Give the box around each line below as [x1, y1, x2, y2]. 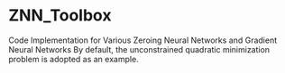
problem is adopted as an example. [8, 53, 139, 64]
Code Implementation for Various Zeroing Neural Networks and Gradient [8, 35, 278, 45]
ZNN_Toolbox [8, 5, 112, 26]
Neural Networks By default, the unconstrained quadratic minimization [8, 44, 271, 54]
